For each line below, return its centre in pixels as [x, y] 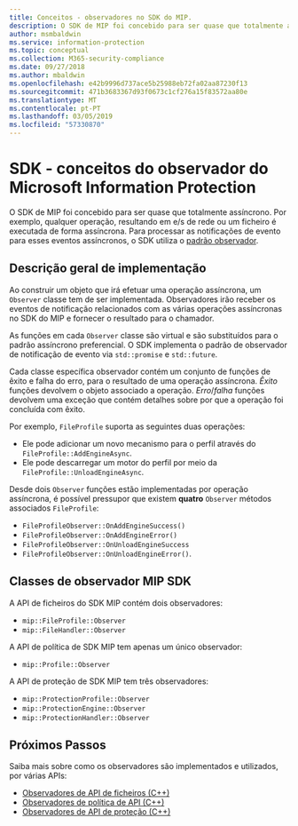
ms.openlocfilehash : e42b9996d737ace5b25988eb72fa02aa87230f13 [129, 83]
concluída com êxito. [47, 409]
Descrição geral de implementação [108, 269]
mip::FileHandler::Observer [74, 630]
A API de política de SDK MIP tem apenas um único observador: [126, 647]
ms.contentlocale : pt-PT [55, 108]
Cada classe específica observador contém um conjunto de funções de [140, 371]
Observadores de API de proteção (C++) [96, 812]
